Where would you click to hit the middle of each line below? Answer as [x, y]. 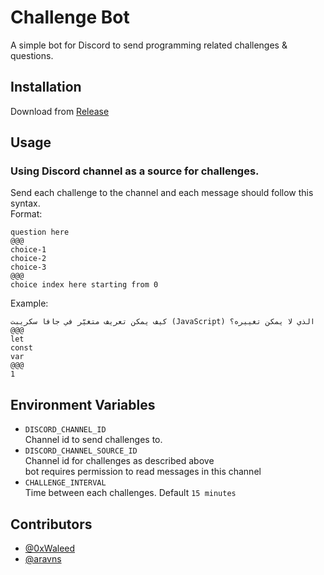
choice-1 [28, 250]
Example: [29, 303]
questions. [32, 55]
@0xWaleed [50, 548]
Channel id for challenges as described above [119, 461]
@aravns [43, 559]
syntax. [25, 203]
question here [40, 232]
